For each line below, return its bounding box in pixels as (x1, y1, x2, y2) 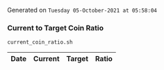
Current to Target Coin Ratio (7, 23, 104, 33)
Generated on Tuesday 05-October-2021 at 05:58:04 (7, 6, 158, 14)
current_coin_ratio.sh (7, 39, 73, 46)
